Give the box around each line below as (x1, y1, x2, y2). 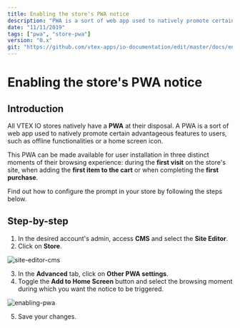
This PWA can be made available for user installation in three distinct (7, 150, 209, 159)
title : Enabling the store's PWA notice (7, 10, 130, 18)
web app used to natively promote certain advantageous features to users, (7, 129, 227, 138)
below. (7, 195, 27, 203)
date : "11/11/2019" (7, 24, 66, 31)
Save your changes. (17, 312, 77, 321)
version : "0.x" (7, 37, 53, 44)
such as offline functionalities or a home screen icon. (7, 137, 164, 145)
